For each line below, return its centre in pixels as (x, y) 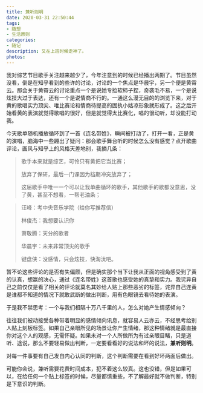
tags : (13, 23)
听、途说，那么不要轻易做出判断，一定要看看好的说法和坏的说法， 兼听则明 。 (101, 343)
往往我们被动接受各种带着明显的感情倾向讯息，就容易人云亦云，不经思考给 (99, 320)
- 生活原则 (18, 35)
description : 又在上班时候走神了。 (46, 51)
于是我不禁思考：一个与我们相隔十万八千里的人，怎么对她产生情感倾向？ (96, 307)
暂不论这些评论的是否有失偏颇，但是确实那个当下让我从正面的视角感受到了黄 (101, 272)
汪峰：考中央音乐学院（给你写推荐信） (69, 207)
